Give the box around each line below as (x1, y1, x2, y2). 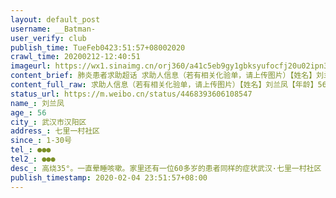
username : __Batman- (10, 24, 97, 34)
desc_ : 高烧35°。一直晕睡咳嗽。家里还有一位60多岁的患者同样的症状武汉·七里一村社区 (10, 163, 322, 173)
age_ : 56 (10, 107, 47, 118)
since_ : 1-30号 (10, 136, 72, 146)
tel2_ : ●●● (10, 154, 56, 164)
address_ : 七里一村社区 (10, 126, 100, 136)
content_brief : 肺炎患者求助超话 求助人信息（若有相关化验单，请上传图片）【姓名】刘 (10, 71, 325, 81)
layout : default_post (10, 14, 101, 25)
